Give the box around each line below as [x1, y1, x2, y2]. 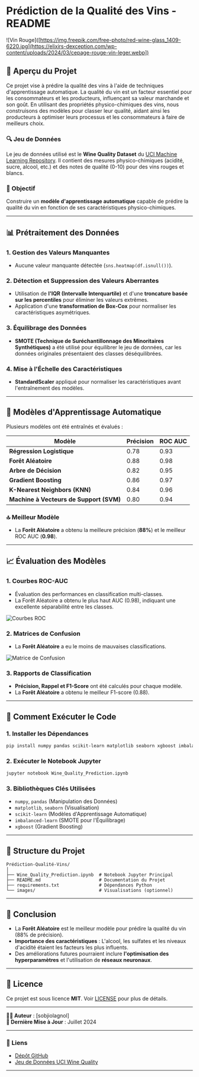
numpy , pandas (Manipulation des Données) [14, 798, 118, 805]
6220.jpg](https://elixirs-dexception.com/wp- [6, 43, 117, 50]
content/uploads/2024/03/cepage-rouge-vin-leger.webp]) [6, 49, 149, 56]
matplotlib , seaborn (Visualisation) [14, 804, 99, 811]
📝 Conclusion [6, 909, 56, 919]
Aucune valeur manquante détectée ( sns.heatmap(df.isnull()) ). [14, 262, 173, 269]
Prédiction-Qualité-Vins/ [6, 862, 70, 868]
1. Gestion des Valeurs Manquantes [6, 248, 110, 256]
